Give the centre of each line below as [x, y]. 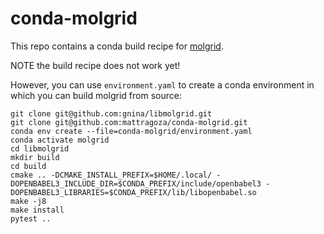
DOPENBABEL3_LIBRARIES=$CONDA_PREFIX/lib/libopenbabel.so [133, 192]
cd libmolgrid [40, 148]
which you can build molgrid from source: [96, 95]
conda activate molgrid [60, 140]
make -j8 [28, 201]
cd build [28, 166]
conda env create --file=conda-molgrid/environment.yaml [131, 131]
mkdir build [35, 157]
